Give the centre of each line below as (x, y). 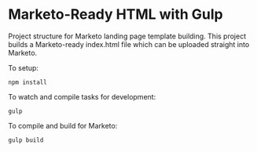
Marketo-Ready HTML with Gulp (116, 14)
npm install (28, 82)
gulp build (26, 140)
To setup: (24, 67)
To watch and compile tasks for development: (82, 96)
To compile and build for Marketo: (63, 125)
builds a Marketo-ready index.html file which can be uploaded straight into (129, 44)
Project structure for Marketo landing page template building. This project (127, 36)
